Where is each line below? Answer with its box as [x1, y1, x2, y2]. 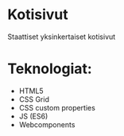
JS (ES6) [18, 111, 48, 121]
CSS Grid [18, 94, 49, 104]
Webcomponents [18, 119, 76, 129]
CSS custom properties [18, 103, 96, 112]
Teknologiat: [7, 60, 92, 78]
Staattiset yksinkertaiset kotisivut [7, 32, 116, 41]
